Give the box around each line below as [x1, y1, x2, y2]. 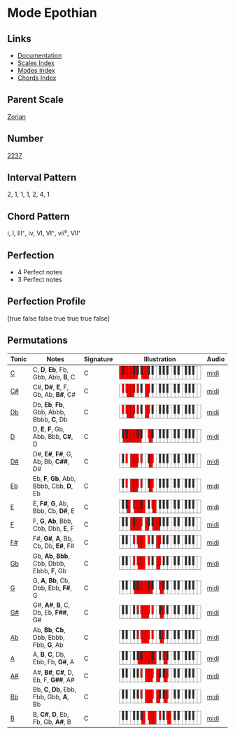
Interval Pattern [7, 171, 77, 183]
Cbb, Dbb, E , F [32, 524, 75, 533]
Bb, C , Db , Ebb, [32, 685, 77, 694]
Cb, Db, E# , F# [32, 542, 75, 550]
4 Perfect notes [17, 268, 63, 276]
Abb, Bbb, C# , [32, 433, 73, 441]
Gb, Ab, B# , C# [32, 391, 76, 399]
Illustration [143, 355, 176, 363]
